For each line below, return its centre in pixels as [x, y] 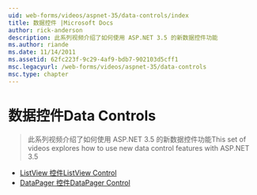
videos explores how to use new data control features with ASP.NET [138, 148]
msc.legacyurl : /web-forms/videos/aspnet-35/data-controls [108, 67]
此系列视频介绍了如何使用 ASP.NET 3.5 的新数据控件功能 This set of [137, 139]
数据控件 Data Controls [82, 116]
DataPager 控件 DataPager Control [75, 182]
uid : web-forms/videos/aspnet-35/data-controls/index [99, 15]
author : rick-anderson [45, 30]
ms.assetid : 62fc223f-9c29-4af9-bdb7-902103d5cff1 [93, 60]
